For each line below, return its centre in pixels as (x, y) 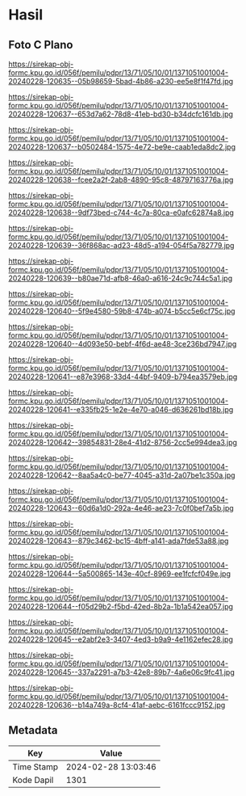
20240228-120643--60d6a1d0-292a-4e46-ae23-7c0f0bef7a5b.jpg (121, 508)
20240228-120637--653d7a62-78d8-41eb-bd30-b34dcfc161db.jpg (121, 114)
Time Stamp (35, 767)
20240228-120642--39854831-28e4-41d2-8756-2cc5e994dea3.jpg (123, 442)
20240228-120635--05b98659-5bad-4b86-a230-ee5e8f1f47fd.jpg (121, 81)
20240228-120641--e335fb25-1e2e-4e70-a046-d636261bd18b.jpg (121, 409)
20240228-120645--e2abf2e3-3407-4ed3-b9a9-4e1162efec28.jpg (121, 639)
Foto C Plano (41, 45)
